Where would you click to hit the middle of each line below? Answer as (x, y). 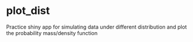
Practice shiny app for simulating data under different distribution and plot (96, 27)
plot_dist (28, 11)
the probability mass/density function (52, 33)
